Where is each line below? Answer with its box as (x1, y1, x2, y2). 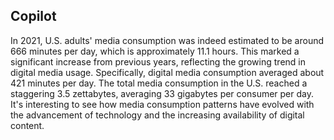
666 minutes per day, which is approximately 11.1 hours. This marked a (10, 45, 300, 57)
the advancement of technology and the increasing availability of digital (10, 109, 305, 121)
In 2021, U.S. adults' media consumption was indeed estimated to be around (10, 34, 325, 46)
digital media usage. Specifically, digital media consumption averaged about (10, 66, 325, 78)
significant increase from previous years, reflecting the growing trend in (10, 55, 306, 68)
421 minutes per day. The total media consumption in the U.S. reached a (10, 77, 308, 89)
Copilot (10, 8, 57, 25)
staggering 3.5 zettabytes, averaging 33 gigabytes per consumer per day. (10, 87, 314, 99)
